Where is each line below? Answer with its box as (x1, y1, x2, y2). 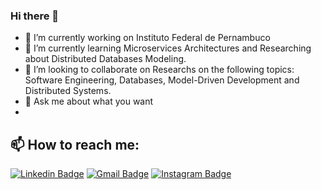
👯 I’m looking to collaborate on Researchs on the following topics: (24, 64, 295, 76)
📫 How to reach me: (10, 136, 140, 153)
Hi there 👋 (10, 9, 60, 23)
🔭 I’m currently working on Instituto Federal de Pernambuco (24, 32, 271, 44)
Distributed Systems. (24, 85, 112, 97)
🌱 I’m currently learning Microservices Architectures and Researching (24, 42, 312, 54)
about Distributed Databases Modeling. (24, 53, 187, 65)
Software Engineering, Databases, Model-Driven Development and (24, 74, 300, 86)
